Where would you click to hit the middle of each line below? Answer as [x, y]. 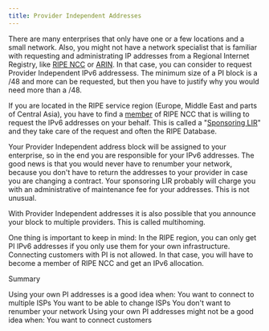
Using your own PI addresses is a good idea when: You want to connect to [131, 294]
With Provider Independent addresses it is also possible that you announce [132, 213]
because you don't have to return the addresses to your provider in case [128, 172]
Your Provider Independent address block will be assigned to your [117, 146]
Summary [24, 279]
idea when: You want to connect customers [80, 320]
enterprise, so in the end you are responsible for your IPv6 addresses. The [131, 155]
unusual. [22, 198]
